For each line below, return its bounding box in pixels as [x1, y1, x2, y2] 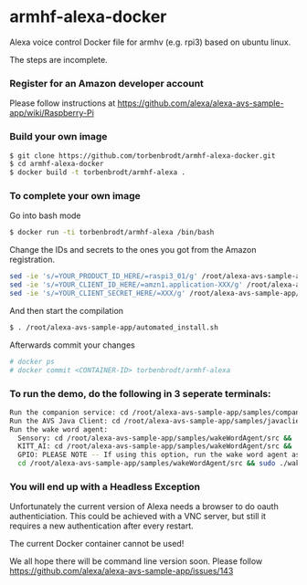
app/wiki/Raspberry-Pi [9, 108, 94, 119]
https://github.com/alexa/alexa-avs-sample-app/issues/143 [9, 566, 234, 577]
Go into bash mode [9, 210, 81, 221]
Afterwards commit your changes [9, 340, 135, 350]
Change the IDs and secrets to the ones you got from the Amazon [9, 245, 257, 256]
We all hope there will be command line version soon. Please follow [9, 556, 263, 567]
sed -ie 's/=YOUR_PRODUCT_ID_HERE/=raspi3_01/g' [9, 272, 198, 281]
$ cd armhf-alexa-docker [9, 160, 104, 169]
